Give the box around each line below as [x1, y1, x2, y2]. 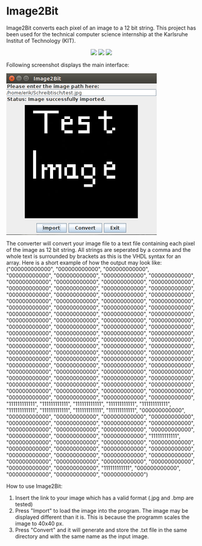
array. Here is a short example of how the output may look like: [6, 259, 162, 266]
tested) [14, 500, 33, 508]
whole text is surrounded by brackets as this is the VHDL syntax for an [6, 252, 181, 260]
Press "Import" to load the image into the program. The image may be [14, 507, 189, 514]
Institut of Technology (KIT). [6, 37, 76, 44]
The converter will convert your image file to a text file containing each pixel [6, 240, 195, 247]
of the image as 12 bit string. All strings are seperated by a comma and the [6, 246, 191, 253]
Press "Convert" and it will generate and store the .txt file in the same [14, 526, 188, 533]
